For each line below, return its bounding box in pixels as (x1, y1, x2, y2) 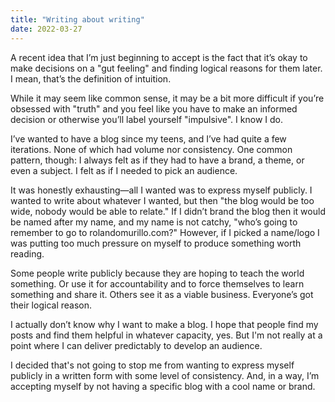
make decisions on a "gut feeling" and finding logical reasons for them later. (10, 62, 323, 74)
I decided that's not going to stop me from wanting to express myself (10, 359, 295, 371)
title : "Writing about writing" (10, 14, 145, 25)
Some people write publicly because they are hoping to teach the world (10, 267, 305, 279)
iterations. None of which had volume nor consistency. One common (10, 143, 293, 155)
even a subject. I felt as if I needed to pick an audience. (10, 164, 238, 176)
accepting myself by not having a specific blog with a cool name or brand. (10, 380, 316, 392)
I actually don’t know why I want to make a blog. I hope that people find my (10, 318, 319, 330)
